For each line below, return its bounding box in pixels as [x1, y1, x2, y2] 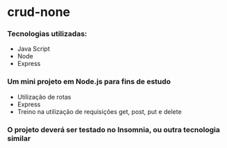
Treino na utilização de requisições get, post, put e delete [17, 107, 182, 115]
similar [7, 133, 31, 143]
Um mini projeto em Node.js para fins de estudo [7, 77, 171, 87]
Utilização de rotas [17, 92, 72, 101]
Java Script [17, 44, 50, 53]
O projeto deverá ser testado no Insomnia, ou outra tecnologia [7, 124, 221, 134]
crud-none [7, 4, 71, 20]
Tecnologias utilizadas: [7, 29, 87, 39]
